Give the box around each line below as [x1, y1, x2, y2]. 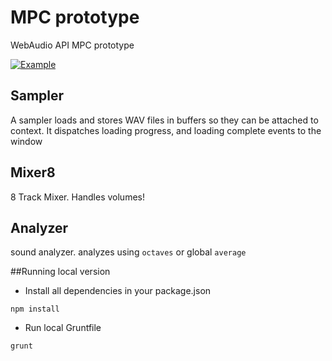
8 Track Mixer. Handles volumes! [10, 191, 145, 203]
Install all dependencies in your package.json [24, 285, 212, 297]
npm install [10, 304, 60, 315]
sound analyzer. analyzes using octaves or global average [10, 246, 247, 258]
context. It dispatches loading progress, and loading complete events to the [10, 124, 322, 136]
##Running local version [10, 266, 111, 278]
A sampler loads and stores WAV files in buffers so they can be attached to [10, 114, 319, 126]
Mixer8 [10, 164, 56, 181]
